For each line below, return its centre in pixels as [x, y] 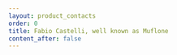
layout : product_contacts [52, 16]
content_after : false [45, 38]
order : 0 [23, 23]
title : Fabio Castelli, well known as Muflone [88, 31]
